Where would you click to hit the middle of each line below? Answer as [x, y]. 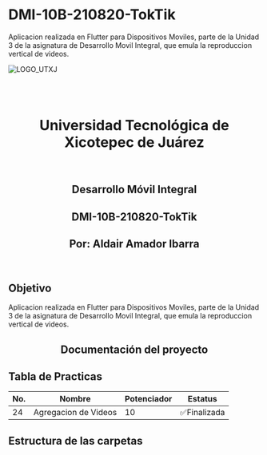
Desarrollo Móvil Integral [134, 190]
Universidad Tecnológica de [134, 126]
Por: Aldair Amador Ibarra [134, 244]
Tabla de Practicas [55, 377]
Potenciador [148, 399]
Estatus [202, 399]
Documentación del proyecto [134, 349]
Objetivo [30, 288]
